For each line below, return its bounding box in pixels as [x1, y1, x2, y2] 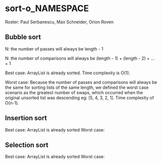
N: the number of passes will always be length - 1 [5, 46, 103, 51]
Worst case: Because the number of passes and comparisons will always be [5, 79, 158, 85]
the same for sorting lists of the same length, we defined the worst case [5, 84, 149, 90]
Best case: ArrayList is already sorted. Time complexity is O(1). [5, 70, 130, 76]
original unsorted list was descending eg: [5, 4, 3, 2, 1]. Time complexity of [5, 95, 154, 100]
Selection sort [5, 141, 49, 149]
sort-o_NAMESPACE [5, 3, 89, 14]
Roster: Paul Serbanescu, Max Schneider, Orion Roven [5, 19, 114, 25]
